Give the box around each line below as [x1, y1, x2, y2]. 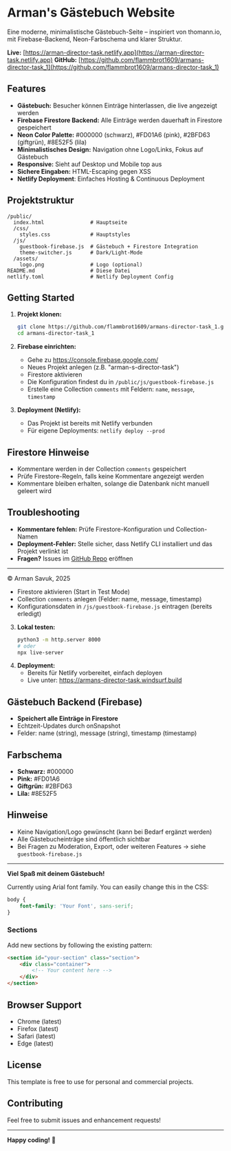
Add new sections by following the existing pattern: [7, 941, 153, 949]
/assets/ [13, 255, 38, 262]
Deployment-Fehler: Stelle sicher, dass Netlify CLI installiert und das [16, 539, 213, 548]
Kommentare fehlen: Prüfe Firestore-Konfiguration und [16, 525, 175, 533]
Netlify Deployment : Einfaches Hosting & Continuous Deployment [16, 174, 205, 183]
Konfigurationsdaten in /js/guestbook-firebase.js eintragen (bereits [16, 602, 212, 610]
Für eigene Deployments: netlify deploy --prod [27, 426, 165, 435]
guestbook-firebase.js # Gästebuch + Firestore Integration [19, 243, 198, 250]
